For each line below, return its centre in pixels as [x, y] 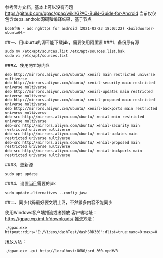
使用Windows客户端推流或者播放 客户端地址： [51, 213]
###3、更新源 [19, 165]
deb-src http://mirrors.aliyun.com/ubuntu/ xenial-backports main [73, 151]
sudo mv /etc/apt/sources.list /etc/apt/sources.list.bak [65, 51]
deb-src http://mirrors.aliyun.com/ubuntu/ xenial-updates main [71, 134]
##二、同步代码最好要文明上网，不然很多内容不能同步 [59, 202]
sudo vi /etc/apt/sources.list [37, 56]
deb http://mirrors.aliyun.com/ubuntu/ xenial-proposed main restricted [80, 100]
